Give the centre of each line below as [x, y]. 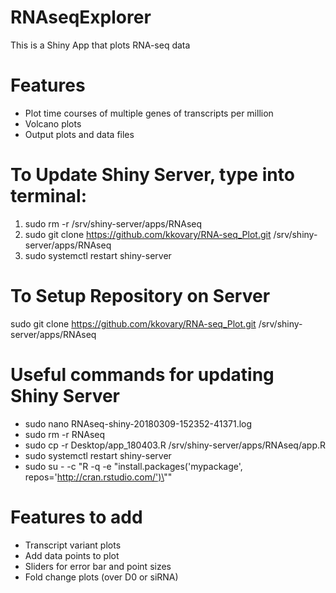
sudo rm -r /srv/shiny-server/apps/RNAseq [113, 223]
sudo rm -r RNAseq [65, 434]
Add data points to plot [72, 555]
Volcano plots [53, 123]
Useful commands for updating [142, 374]
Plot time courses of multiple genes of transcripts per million [149, 113]
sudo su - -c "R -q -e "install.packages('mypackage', [133, 466]
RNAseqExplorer [81, 17]
